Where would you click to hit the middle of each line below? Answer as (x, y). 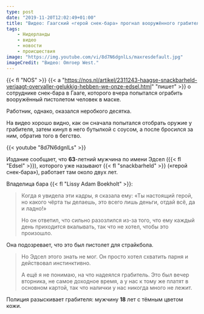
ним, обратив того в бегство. (44, 135)
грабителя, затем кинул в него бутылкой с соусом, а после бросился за (100, 129)
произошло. (37, 233)
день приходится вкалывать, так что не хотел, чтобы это (95, 226)
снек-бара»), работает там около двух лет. (62, 172)
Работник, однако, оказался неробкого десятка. (69, 111)
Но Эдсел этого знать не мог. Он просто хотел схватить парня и (104, 256)
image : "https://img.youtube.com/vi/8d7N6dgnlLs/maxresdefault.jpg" (95, 57)
